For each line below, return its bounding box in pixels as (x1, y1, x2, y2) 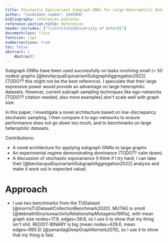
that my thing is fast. (12, 232, 55, 238)
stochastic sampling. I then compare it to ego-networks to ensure (5, 115, 140, 121)
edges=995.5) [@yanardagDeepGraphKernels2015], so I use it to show (12, 226, 158, 233)
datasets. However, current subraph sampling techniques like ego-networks (5, 89, 161, 95)
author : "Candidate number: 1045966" (5, 12, 84, 17)
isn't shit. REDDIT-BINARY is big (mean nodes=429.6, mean (12, 221, 135, 227)
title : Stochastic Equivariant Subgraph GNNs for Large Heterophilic (5, 7, 153, 13)
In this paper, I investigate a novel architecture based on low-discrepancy (5, 109, 156, 115)
